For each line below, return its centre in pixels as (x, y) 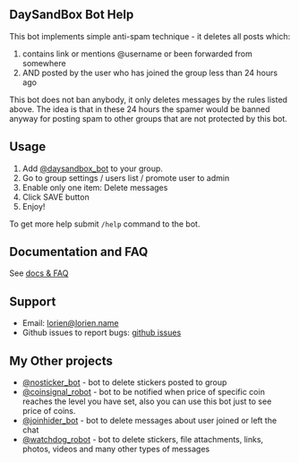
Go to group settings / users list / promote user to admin (126, 177)
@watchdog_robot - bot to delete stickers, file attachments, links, (143, 440)
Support (33, 301)
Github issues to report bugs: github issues (102, 333)
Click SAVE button (56, 197)
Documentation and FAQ (79, 252)
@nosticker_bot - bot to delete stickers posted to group (124, 382)
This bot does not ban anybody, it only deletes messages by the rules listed (149, 99)
